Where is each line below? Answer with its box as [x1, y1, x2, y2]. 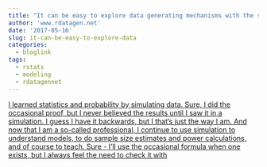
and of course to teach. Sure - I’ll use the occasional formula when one [8, 142, 241, 151]
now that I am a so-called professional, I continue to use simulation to [8, 124, 236, 135]
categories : [8, 41, 48, 49]
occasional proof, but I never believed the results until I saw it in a [8, 108, 222, 117]
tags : [8, 56, 26, 64]
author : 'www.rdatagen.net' [8, 19, 102, 27]
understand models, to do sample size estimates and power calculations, [8, 133, 247, 142]
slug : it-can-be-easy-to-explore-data [8, 33, 137, 42]
